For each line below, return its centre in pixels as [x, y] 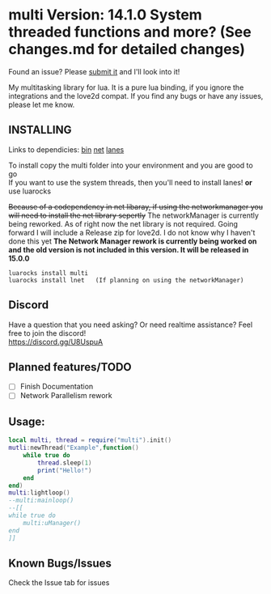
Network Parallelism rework [66, 396]
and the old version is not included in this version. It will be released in [129, 249]
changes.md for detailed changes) [127, 49]
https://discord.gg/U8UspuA [56, 342]
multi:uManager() [52, 523]
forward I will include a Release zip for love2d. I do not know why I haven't [132, 232]
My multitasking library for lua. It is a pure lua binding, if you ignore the [126, 87]
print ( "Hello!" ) [65, 470]
